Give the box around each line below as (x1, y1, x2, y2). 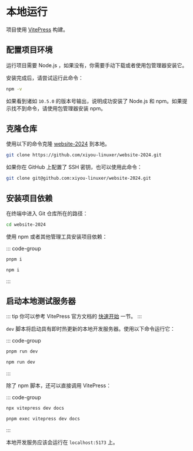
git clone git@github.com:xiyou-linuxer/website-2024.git (6, 175, 151, 182)
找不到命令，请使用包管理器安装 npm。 (11, 104, 107, 112)
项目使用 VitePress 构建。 (6, 26, 69, 33)
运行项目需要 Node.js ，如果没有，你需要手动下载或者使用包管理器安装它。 (6, 61, 188, 68)
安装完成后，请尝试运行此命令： (6, 74, 84, 81)
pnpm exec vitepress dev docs (6, 416, 81, 422)
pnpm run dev (6, 348, 38, 354)
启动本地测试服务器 (6, 296, 76, 307)
